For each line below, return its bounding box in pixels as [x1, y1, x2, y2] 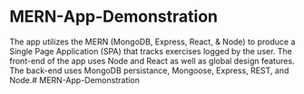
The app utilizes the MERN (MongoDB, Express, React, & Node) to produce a [9, 36, 296, 47]
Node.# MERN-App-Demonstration [9, 74, 141, 85]
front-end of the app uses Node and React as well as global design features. [9, 55, 295, 66]
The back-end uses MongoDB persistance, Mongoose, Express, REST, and [9, 65, 289, 76]
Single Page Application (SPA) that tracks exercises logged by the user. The [9, 45, 293, 56]
